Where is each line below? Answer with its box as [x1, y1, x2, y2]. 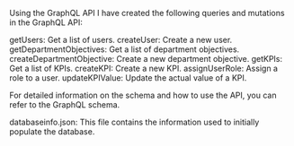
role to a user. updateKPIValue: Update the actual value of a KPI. [9, 73, 247, 83]
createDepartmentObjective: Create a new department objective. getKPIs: [9, 54, 283, 64]
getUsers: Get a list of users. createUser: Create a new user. [9, 35, 233, 45]
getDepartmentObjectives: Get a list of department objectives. [9, 44, 240, 55]
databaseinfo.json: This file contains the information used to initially [9, 116, 260, 127]
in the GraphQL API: [9, 17, 83, 28]
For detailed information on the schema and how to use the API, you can [9, 90, 277, 100]
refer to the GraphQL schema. [9, 99, 120, 110]
